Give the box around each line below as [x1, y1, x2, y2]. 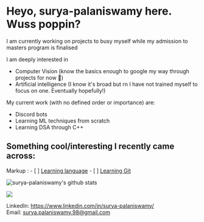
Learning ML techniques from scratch [15, 117, 110, 124]
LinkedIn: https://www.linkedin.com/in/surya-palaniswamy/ [6, 202, 154, 209]
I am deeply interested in [6, 56, 69, 63]
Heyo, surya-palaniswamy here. [6, 4, 172, 18]
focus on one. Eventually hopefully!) [15, 87, 106, 94]
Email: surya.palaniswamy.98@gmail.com [6, 209, 111, 216]
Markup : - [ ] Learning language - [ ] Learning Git [6, 167, 131, 174]
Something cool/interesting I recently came [6, 141, 175, 152]
